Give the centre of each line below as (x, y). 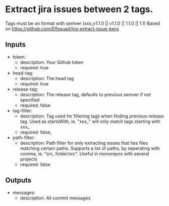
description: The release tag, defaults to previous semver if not (86, 94)
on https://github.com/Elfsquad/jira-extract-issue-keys (62, 28)
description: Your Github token (52, 62)
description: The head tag (47, 78)
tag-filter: (22, 110)
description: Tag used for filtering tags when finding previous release (92, 116)
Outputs (18, 180)
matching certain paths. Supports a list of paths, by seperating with (90, 148)
